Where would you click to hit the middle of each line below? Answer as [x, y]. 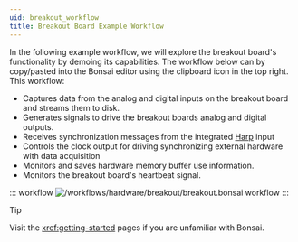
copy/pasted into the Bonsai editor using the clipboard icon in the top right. [149, 71]
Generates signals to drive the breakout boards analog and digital [144, 117]
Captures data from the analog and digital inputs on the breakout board [155, 98]
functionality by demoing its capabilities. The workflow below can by [137, 61]
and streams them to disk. [71, 107]
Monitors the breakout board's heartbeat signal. [112, 175]
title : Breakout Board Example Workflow [87, 26]
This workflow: [37, 80]
